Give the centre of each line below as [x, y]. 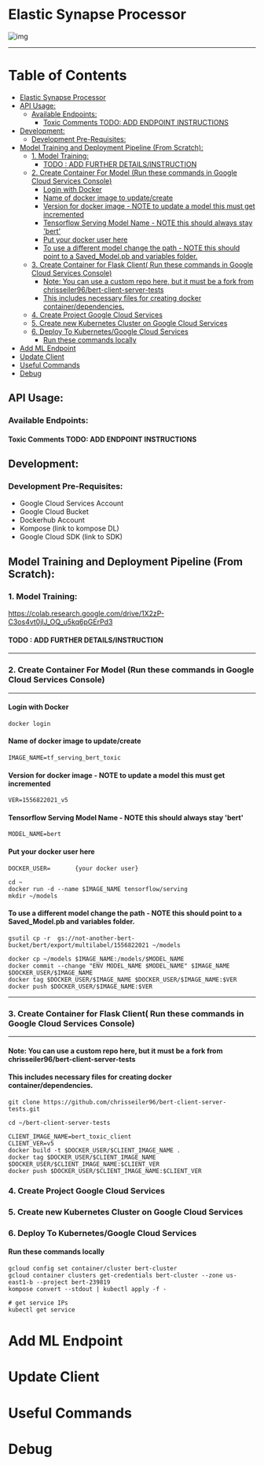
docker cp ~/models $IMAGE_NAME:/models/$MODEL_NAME [96, 959]
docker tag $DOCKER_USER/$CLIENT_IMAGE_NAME [82, 1157]
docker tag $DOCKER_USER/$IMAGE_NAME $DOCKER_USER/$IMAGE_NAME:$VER [123, 979]
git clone [24, 1102]
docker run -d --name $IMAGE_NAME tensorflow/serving [98, 889]
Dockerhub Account [52, 520]
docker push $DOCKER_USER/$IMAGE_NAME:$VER [81, 986]
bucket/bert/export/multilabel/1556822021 [79, 945]
